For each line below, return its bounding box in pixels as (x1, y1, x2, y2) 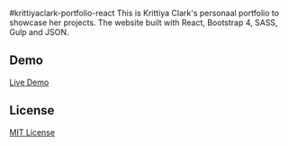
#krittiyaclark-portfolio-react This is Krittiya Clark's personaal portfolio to (9, 8, 280, 18)
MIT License (9, 126, 56, 138)
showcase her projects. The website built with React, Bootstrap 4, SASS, (9, 17, 278, 28)
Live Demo (9, 77, 49, 87)
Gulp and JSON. (9, 27, 69, 37)
